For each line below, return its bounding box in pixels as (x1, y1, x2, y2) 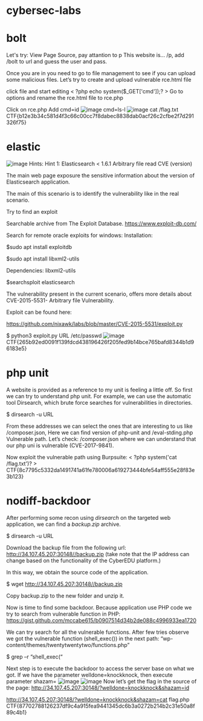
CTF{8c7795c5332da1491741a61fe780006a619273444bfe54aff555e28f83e (6, 467, 195, 473)
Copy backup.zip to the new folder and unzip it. (6, 592, 125, 599)
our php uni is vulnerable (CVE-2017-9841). (6, 442, 114, 449)
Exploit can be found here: (6, 308, 72, 316)
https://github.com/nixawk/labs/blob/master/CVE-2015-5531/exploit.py (6, 321, 183, 328)
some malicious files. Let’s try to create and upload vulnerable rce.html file (6, 76, 192, 84)
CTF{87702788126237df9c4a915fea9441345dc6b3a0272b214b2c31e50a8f (6, 702, 195, 709)
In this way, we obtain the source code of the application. (6, 568, 149, 576)
